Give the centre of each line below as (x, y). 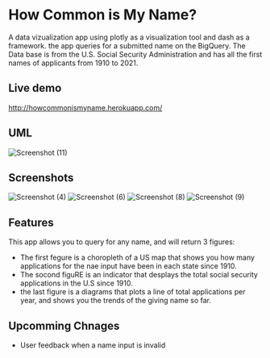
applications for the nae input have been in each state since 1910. (129, 266)
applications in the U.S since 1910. (76, 283)
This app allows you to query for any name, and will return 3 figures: (122, 242)
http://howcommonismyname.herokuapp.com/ (85, 107)
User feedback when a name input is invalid (93, 345)
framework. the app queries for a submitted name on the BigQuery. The (127, 45)
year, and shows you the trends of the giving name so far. (116, 301)
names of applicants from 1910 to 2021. (73, 63)
